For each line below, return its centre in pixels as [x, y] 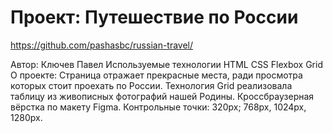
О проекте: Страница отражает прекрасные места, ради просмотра [156, 75]
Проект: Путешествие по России [154, 17]
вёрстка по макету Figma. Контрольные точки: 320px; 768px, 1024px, [158, 107]
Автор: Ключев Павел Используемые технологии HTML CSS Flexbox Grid [166, 64]
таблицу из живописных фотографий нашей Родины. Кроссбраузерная [162, 96]
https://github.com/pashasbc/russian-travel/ [102, 45]
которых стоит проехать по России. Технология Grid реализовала [151, 85]
